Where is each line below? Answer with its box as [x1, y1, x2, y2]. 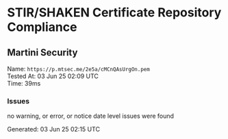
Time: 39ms [7, 79, 41, 87]
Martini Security [7, 47, 78, 58]
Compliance [7, 19, 77, 35]
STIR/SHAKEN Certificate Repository [7, 5, 222, 21]
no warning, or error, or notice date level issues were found [7, 112, 175, 121]
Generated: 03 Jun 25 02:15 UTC [7, 125, 101, 134]
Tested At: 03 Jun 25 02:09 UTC [7, 72, 99, 80]
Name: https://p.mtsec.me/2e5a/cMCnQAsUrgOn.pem [7, 65, 151, 73]
